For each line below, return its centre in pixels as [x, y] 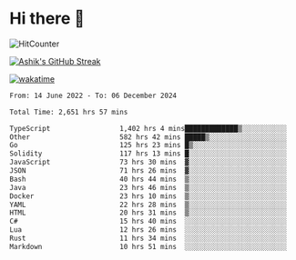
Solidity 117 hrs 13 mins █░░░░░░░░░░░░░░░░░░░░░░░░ [148, 154]
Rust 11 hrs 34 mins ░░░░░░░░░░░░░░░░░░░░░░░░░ [148, 239]
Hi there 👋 [47, 19]
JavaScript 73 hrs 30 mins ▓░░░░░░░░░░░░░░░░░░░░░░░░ [148, 163]
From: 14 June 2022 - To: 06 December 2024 [93, 95]
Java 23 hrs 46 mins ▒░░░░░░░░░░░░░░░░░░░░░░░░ [148, 187]
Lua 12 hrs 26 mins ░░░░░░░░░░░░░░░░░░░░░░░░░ [148, 230]
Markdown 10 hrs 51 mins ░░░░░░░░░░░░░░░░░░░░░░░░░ [148, 246]
